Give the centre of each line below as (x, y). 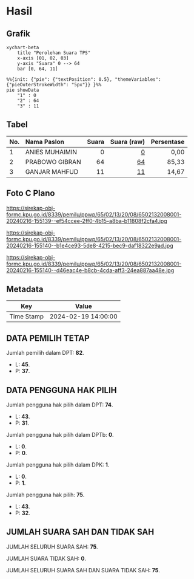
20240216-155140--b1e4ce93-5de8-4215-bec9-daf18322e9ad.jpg (90, 245)
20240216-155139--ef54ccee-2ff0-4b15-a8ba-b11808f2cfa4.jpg (87, 221)
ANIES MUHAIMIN (51, 152)
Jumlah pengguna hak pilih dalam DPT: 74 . (60, 405)
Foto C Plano (31, 194)
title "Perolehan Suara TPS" (54, 53)
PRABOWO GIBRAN (53, 162)
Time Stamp (27, 317)
